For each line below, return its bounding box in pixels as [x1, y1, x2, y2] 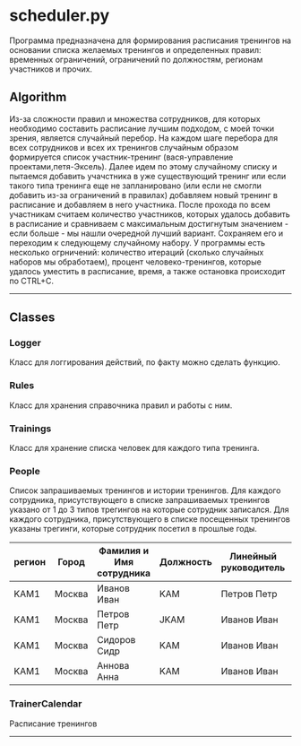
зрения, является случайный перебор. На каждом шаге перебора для [9, 132, 279, 143]
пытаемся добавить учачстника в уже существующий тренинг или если [9, 170, 287, 181]
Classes [9, 310, 56, 325]
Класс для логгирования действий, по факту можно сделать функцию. [9, 357, 280, 368]
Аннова [97, 660, 130, 672]
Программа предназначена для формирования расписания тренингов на [9, 35, 292, 46]
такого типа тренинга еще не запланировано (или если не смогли [9, 180, 262, 191]
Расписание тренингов [9, 718, 98, 729]
